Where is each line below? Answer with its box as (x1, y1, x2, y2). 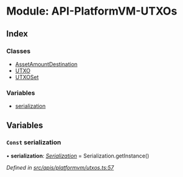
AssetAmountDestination (15, 60, 78, 68)
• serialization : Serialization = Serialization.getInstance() (6, 152, 150, 159)
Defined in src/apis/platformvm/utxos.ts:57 (6, 164, 114, 171)
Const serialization (6, 138, 61, 147)
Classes (6, 47, 31, 55)
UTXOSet (15, 73, 39, 80)
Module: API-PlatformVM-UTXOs (6, 4, 178, 18)
